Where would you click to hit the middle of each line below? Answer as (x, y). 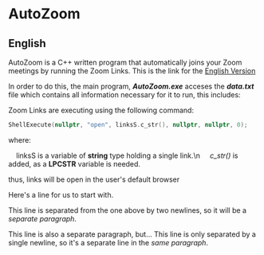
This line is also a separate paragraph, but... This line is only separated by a (132, 234)
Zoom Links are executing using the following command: (101, 110)
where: (20, 139)
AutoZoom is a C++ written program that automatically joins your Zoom (125, 62)
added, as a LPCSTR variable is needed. (75, 163)
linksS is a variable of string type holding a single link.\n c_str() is (127, 155)
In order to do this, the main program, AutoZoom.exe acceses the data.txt (131, 86)
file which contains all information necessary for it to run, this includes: (124, 95)
